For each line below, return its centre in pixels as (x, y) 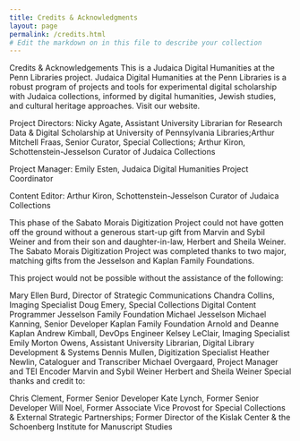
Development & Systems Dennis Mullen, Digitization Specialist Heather (140, 352)
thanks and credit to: (47, 381)
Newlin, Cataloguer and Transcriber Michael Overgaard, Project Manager (144, 362)
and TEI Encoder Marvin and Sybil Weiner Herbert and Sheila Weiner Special (150, 371)
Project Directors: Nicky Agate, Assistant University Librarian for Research (146, 123)
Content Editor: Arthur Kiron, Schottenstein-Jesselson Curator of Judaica (144, 196)
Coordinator (31, 179)
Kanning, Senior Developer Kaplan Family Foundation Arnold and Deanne (144, 324)
